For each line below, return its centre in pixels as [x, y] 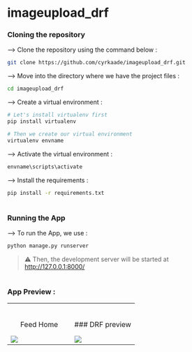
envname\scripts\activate [45, 167]
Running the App [36, 218]
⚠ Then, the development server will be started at [96, 259]
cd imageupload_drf [36, 89]
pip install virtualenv [42, 122]
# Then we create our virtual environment [70, 134]
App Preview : [31, 292]
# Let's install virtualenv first [58, 115]
